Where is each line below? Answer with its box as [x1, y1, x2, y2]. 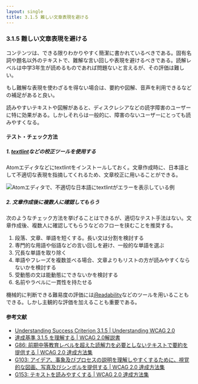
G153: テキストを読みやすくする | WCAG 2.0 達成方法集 [14, 370, 149, 378]
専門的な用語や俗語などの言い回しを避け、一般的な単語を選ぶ [14, 242, 165, 249]
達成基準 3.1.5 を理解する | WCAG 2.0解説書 [14, 334, 121, 341]
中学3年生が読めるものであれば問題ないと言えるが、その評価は [21, 64, 174, 71]
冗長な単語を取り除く [14, 249, 67, 256]
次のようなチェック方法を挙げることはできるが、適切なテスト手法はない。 [6, 214, 187, 222]
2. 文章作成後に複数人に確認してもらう [6, 198, 100, 206]
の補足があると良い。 [6, 91, 58, 98]
